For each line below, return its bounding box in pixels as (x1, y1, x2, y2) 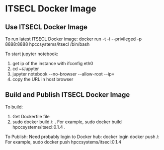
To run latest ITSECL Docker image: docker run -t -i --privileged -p (5, 36, 142, 42)
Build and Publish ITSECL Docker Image (5, 90, 130, 99)
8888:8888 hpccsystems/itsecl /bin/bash (5, 41, 90, 47)
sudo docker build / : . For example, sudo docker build (12, 119, 122, 125)
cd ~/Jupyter (12, 66, 39, 72)
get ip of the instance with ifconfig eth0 (12, 61, 93, 66)
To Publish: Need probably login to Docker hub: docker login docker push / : (5, 134, 160, 140)
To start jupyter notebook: (5, 51, 59, 57)
